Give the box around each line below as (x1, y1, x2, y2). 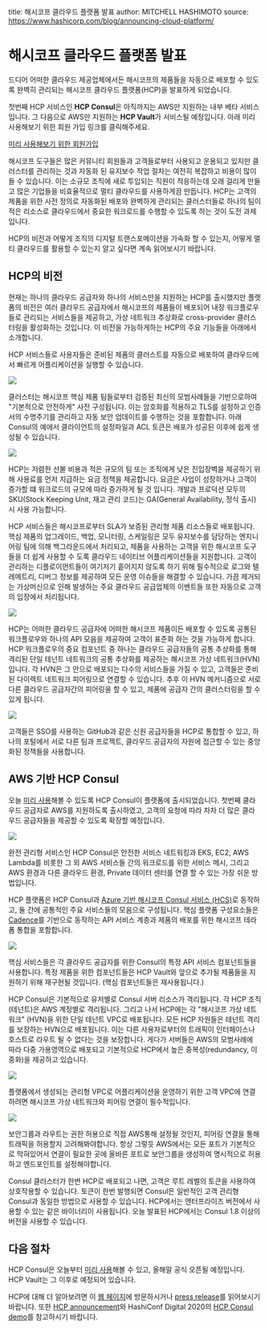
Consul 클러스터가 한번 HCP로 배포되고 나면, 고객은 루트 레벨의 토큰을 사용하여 (8, 1176, 256, 1186)
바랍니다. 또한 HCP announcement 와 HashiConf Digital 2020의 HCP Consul (8, 1302, 254, 1312)
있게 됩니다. (8, 694, 46, 703)
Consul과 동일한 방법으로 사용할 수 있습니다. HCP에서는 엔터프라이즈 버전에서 (8, 1196, 252, 1206)
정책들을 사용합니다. (22, 746, 86, 756)
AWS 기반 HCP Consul (8, 773, 119, 786)
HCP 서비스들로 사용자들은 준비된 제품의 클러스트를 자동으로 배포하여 (8, 349, 225, 359)
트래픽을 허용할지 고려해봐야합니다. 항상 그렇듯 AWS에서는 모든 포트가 (8, 1138, 228, 1148)
